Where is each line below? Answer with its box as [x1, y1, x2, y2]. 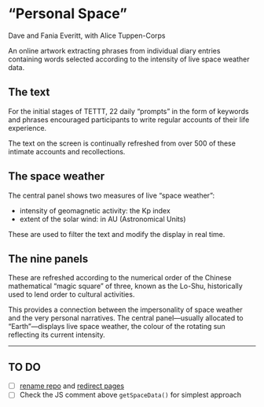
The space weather [8, 170, 105, 183]
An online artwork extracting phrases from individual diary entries [8, 46, 221, 55]
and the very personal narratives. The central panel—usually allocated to [8, 313, 244, 323]
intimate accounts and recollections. [8, 146, 126, 156]
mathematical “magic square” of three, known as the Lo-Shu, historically [8, 281, 244, 291]
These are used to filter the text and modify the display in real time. [8, 229, 225, 239]
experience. [8, 123, 47, 132]
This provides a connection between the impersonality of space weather [8, 305, 244, 315]
